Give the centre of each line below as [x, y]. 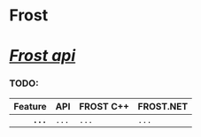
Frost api [43, 56]
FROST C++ [104, 106]
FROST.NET [163, 106]
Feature [30, 106]
